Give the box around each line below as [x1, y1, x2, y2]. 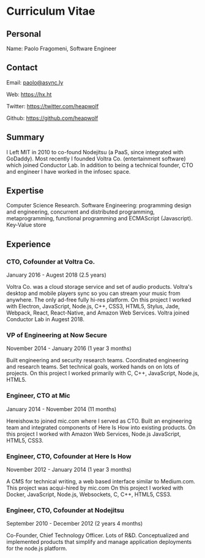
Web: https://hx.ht [6, 91, 52, 98]
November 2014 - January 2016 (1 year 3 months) [6, 344, 132, 352]
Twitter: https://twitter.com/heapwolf [6, 102, 99, 110]
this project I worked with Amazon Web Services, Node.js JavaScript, [6, 430, 181, 437]
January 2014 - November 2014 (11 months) [6, 405, 117, 412]
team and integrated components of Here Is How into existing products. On [6, 423, 196, 431]
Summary [6, 132, 45, 143]
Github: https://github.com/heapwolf [6, 114, 99, 122]
